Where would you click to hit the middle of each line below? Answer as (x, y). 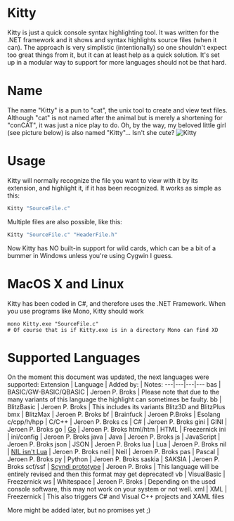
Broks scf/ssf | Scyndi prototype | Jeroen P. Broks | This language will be (113, 467)
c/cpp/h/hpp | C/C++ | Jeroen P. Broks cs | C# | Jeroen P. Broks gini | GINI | (117, 422)
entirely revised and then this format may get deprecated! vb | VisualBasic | (116, 474)
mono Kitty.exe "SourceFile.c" (53, 324)
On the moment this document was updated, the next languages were (108, 377)
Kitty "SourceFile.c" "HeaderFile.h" (63, 234)
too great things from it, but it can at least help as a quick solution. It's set (113, 55)
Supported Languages (74, 358)
